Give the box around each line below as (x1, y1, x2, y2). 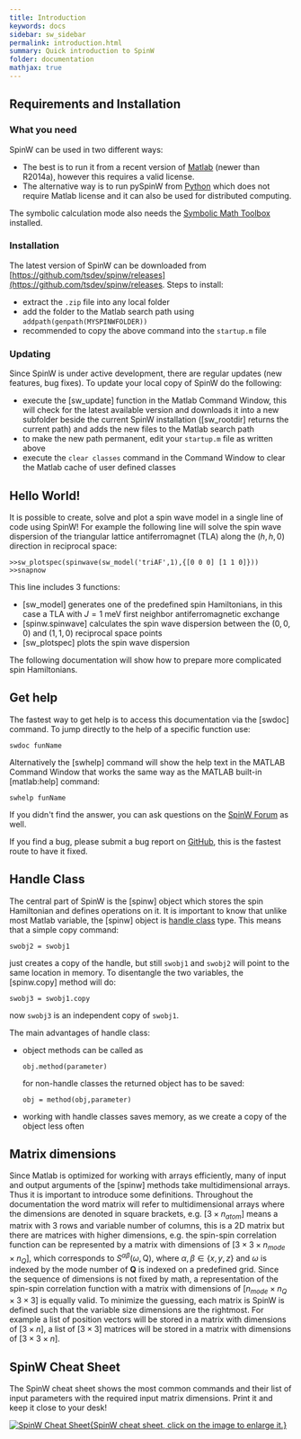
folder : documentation (9, 55, 94, 64)
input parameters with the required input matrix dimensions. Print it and (9, 1393, 273, 1404)
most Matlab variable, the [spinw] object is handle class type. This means (9, 915, 281, 925)
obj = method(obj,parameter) (22, 1095, 132, 1104)
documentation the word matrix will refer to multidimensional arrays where (9, 1199, 285, 1210)
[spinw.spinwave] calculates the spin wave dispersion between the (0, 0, (22, 618, 290, 629)
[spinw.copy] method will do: (9, 977, 117, 988)
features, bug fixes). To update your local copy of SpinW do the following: (9, 378, 282, 389)
